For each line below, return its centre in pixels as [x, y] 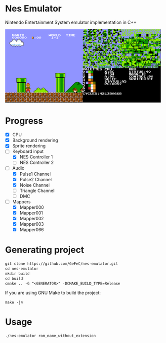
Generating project [45, 250]
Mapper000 [32, 207]
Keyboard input [28, 151]
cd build [14, 279]
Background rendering [35, 140]
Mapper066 [32, 230]
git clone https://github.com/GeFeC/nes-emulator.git [62, 264]
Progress [24, 121]
